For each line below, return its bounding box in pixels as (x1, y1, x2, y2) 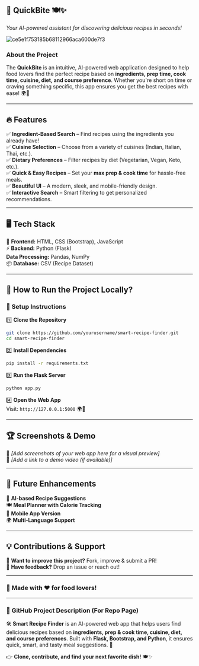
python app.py (6, 385, 41, 391)
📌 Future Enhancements (6, 479, 97, 489)
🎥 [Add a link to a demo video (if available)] (6, 456, 113, 463)
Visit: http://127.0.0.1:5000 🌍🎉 (6, 405, 86, 412)
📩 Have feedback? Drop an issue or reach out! (6, 563, 120, 570)
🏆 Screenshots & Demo (6, 431, 96, 441)
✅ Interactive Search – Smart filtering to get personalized (6, 189, 147, 196)
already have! (6, 137, 40, 144)
